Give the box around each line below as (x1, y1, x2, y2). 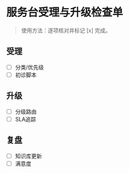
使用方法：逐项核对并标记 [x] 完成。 (21, 27, 111, 34)
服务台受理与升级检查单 (6, 5, 124, 19)
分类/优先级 (15, 63, 44, 70)
